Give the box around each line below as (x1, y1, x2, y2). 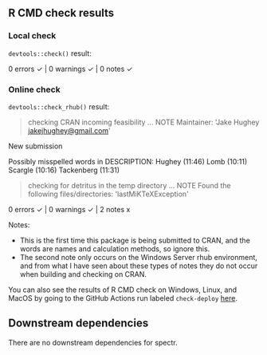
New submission (8, 141, 63, 151)
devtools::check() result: (8, 48, 92, 58)
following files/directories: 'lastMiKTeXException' (27, 189, 189, 199)
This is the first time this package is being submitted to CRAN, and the (19, 235, 251, 245)
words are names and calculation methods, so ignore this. (19, 243, 210, 254)
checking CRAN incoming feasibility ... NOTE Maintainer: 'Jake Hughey (27, 117, 260, 127)
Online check (8, 84, 61, 95)
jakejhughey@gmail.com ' (27, 125, 112, 135)
